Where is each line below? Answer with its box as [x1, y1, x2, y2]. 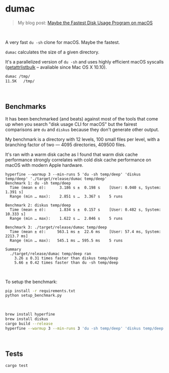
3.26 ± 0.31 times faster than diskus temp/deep [14, 256, 119, 261]
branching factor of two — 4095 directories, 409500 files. [5, 142, 126, 148]
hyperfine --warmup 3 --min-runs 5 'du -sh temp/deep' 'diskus [5, 172, 141, 177]
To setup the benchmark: [5, 278, 58, 285]
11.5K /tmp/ [5, 79, 35, 84]
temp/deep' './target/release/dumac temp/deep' [5, 176, 107, 181]
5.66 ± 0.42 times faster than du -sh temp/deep [14, 260, 119, 265]
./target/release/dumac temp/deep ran [10, 251, 92, 256]
